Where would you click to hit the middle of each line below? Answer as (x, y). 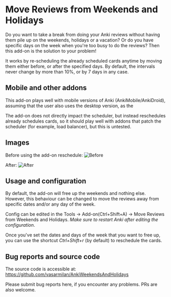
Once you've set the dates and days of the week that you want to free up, (83, 235)
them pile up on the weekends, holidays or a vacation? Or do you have (79, 40)
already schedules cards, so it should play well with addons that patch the (83, 121)
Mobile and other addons (46, 88)
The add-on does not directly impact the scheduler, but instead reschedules (85, 115)
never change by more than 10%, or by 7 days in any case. (67, 72)
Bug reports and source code (53, 257)
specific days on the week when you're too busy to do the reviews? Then (82, 45)
